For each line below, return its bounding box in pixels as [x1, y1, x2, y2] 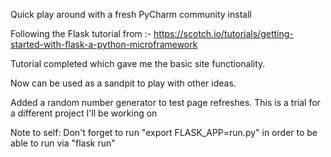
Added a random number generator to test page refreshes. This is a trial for [10, 97, 321, 108]
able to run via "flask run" [10, 137, 116, 149]
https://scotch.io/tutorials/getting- [153, 28, 294, 39]
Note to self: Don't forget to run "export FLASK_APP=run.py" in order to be [10, 127, 318, 138]
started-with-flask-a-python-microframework [10, 39, 198, 50]
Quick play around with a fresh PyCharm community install [10, 9, 252, 20]
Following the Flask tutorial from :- [10, 28, 152, 39]
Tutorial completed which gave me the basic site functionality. [10, 58, 266, 69]
